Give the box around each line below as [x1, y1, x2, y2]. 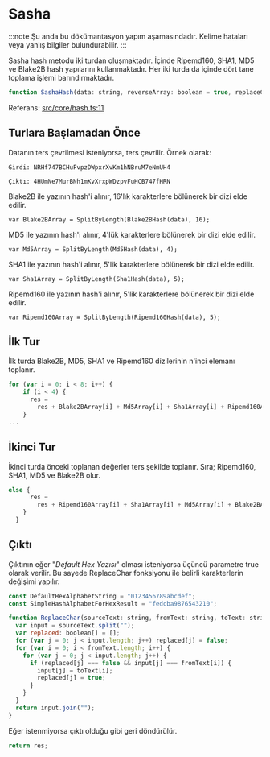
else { [8, 486, 31, 494]
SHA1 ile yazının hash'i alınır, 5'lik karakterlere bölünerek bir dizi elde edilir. [8, 259, 255, 269]
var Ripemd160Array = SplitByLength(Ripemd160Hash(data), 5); [8, 313, 221, 321]
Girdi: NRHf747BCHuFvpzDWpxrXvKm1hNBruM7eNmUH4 [8, 163, 171, 172]
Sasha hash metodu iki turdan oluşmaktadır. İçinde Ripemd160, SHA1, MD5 [8, 56, 255, 65]
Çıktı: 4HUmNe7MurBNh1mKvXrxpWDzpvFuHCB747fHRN [8, 177, 171, 185]
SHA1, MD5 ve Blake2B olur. [8, 470, 100, 480]
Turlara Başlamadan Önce [8, 126, 141, 140]
